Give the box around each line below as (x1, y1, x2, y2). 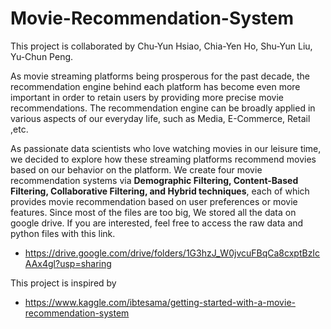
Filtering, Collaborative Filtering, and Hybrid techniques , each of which (10, 185, 310, 197)
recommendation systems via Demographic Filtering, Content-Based (10, 174, 299, 186)
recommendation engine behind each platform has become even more (10, 80, 301, 92)
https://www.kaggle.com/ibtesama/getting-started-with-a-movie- (24, 296, 296, 308)
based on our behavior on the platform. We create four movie (10, 163, 263, 176)
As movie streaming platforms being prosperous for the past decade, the (10, 70, 311, 82)
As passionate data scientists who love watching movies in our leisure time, (10, 142, 322, 154)
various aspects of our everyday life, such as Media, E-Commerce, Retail (10, 112, 311, 124)
